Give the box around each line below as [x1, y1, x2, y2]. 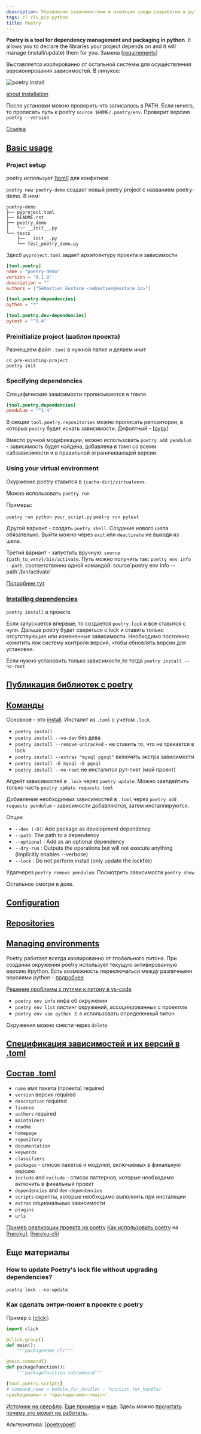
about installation [6, 91, 49, 98]
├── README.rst [6, 214, 44, 221]
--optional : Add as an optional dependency [14, 838, 125, 846]
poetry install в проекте [6, 608, 71, 616]
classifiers [14, 1155, 45, 1162]
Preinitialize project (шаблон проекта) [6, 332, 121, 340]
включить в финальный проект [14, 1180, 94, 1187]
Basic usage [6, 142, 53, 153]
